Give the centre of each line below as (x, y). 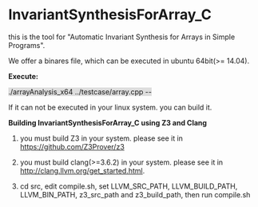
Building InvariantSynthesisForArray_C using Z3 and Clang (108, 122)
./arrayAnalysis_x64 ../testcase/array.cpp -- (80, 92)
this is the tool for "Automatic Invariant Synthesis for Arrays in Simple (122, 37)
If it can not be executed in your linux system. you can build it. (110, 107)
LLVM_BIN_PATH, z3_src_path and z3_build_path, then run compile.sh (135, 194)
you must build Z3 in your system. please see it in (101, 138)
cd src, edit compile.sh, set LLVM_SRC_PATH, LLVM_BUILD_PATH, (129, 186)
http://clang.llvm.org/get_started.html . (82, 170)
